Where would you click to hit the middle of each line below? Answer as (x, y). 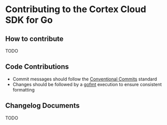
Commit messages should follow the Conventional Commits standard (85, 79)
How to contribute (35, 39)
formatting (23, 90)
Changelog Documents (42, 106)
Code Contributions (37, 67)
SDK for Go (29, 20)
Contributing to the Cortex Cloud (76, 9)
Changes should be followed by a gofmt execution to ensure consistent (87, 84)
